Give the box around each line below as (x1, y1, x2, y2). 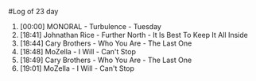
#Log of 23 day (8, 7, 59, 16)
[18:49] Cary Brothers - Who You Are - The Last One (19, 55, 192, 64)
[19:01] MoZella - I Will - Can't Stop (19, 64, 135, 73)
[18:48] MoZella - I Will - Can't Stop (19, 47, 137, 56)
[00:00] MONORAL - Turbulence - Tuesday (19, 22, 161, 31)
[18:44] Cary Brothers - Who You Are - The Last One (19, 39, 192, 48)
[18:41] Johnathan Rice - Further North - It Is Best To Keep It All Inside (19, 31, 248, 39)
